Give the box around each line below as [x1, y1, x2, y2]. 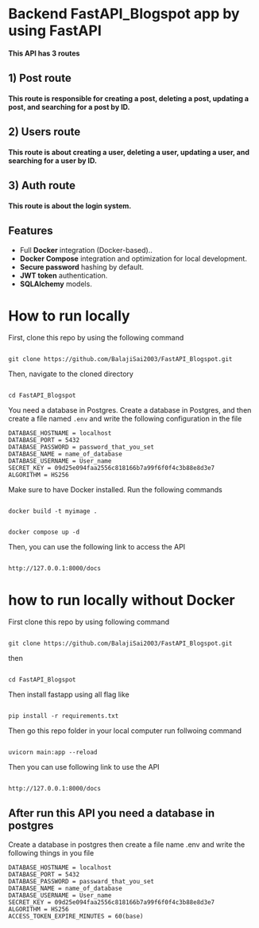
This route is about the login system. [8, 200, 132, 211]
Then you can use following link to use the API [8, 763, 160, 772]
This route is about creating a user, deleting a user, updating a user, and [8, 147, 250, 157]
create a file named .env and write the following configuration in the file [8, 414, 242, 424]
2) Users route [8, 125, 81, 139]
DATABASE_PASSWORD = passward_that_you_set [8, 878, 155, 886]
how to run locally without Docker [8, 591, 236, 609]
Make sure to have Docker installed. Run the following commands [8, 485, 222, 495]
